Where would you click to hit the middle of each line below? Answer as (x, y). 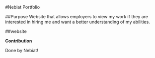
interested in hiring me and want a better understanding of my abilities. (77, 22)
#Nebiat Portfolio (23, 7)
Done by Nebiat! (22, 50)
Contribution (19, 41)
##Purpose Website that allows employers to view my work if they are (77, 16)
